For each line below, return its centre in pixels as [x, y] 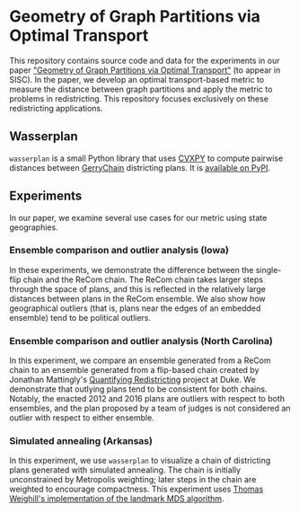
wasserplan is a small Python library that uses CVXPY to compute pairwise [146, 158]
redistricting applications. [56, 108]
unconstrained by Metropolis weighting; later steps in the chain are [133, 480]
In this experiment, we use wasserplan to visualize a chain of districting [140, 461]
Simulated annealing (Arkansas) [81, 441]
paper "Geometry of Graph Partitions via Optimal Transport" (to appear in [145, 70]
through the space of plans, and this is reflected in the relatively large [138, 288]
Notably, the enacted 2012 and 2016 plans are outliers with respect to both [147, 399]
